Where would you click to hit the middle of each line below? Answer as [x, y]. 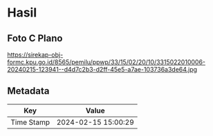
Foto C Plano [35, 38]
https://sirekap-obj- [35, 55]
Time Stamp [30, 122]
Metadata [28, 91]
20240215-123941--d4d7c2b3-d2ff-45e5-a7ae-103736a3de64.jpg [102, 69]
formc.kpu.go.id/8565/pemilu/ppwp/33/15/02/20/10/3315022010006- [106, 62]
